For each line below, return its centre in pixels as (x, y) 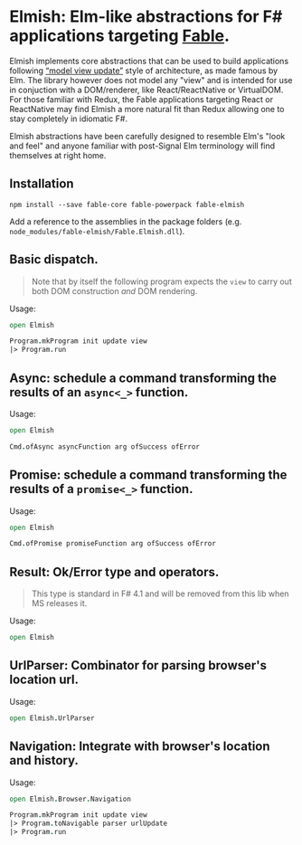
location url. (44, 680)
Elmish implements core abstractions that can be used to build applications (149, 61)
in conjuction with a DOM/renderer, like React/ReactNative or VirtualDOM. (146, 90)
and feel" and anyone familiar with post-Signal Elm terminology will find (142, 146)
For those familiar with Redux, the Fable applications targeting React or (142, 99)
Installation (42, 184)
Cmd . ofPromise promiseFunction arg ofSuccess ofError (113, 544)
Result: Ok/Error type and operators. (114, 572)
